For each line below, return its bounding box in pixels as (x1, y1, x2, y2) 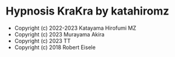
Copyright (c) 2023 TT (14, 37, 71, 44)
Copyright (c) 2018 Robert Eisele (14, 44, 96, 51)
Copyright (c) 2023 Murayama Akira (14, 30, 105, 38)
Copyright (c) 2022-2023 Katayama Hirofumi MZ (14, 24, 137, 32)
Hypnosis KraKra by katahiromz (5, 4, 170, 18)
